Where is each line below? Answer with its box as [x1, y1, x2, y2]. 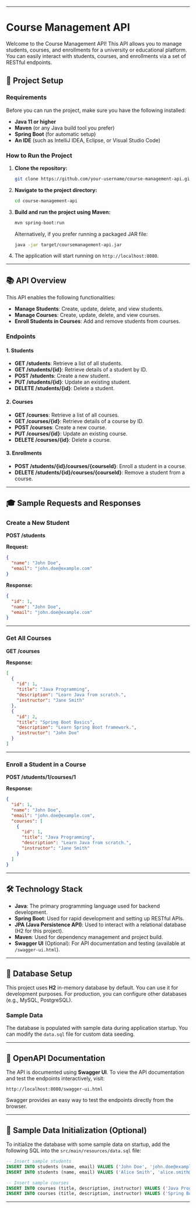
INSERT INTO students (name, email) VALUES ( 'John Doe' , [6, 1163, 148, 1169]
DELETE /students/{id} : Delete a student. [14, 385, 115, 392]
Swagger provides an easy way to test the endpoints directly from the [6, 1097, 174, 1104]
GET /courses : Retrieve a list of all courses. [14, 411, 120, 418]
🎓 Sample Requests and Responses [6, 499, 141, 509]
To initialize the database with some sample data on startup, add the [6, 1141, 170, 1148]
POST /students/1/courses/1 [6, 774, 76, 781]
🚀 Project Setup [6, 76, 64, 86]
